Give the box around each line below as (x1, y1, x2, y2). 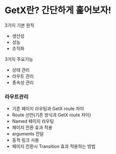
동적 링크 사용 (12, 137, 39, 143)
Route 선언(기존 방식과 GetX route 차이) (12, 112, 91, 118)
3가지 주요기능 (5, 56, 33, 62)
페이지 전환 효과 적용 (12, 124, 53, 131)
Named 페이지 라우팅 (12, 118, 54, 124)
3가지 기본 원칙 (5, 22, 35, 28)
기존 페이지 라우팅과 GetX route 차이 (12, 106, 84, 112)
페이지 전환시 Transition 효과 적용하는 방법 (12, 143, 96, 149)
